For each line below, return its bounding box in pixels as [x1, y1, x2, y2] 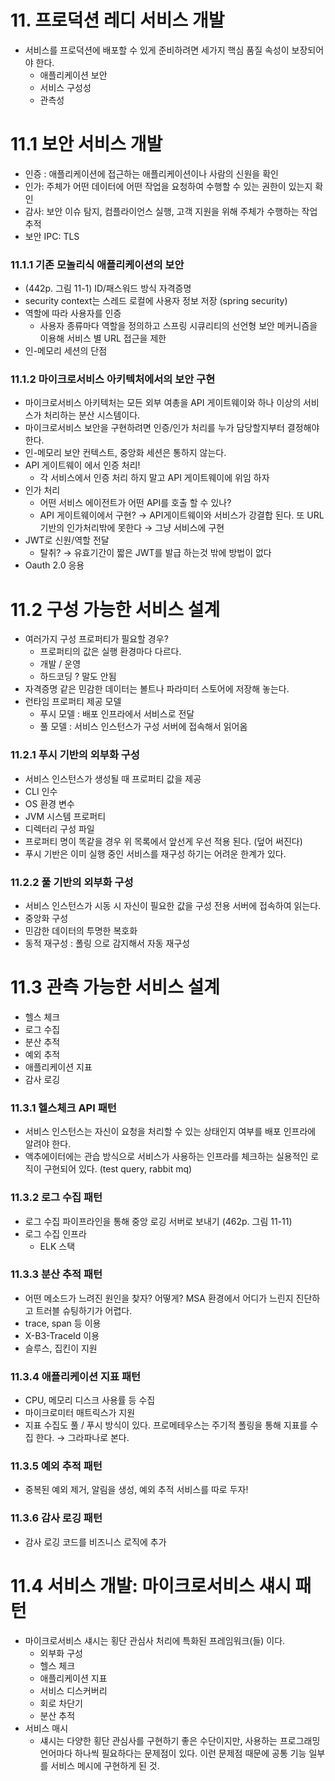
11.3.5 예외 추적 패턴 [10, 1459, 103, 1473]
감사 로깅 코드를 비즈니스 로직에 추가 [24, 1536, 167, 1548]
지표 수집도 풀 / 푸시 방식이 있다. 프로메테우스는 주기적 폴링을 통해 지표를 [24, 1419, 308, 1431]
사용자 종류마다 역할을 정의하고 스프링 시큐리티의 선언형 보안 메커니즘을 [39, 320, 318, 332]
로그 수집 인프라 [24, 1227, 87, 1240]
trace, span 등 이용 [24, 1317, 102, 1329]
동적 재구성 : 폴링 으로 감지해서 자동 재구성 [24, 937, 191, 949]
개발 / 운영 [39, 658, 82, 670]
